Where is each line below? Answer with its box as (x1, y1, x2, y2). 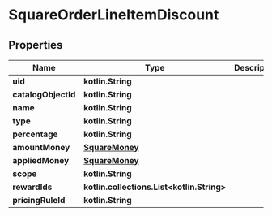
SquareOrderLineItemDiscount (8, 6, 219, 24)
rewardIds (12, 181, 53, 192)
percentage (12, 128, 58, 140)
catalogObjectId (12, 89, 76, 100)
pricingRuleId (12, 195, 66, 205)
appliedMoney (12, 155, 70, 166)
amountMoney (12, 142, 70, 153)
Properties (8, 38, 63, 52)
